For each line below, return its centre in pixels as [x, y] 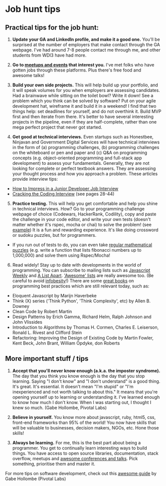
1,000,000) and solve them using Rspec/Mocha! [61, 255]
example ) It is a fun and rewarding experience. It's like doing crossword [85, 230]
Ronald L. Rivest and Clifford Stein [47, 333]
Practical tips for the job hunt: [52, 28]
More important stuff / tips [47, 359]
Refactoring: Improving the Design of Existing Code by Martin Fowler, [83, 338]
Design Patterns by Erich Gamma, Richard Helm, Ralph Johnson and [82, 317]
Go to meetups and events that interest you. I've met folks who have [83, 65]
